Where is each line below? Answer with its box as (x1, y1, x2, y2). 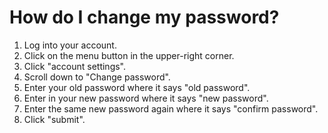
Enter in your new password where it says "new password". (23, 92, 269, 104)
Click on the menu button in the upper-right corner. (23, 49, 235, 61)
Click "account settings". (23, 60, 127, 72)
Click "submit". (23, 113, 86, 125)
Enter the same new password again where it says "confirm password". (23, 102, 319, 115)
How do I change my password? (9, 6, 280, 29)
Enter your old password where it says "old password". (23, 81, 251, 93)
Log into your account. (23, 39, 117, 51)
